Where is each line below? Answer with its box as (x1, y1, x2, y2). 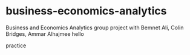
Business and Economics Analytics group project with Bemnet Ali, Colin (5, 24, 184, 31)
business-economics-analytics (5, 4, 167, 18)
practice (5, 42, 27, 49)
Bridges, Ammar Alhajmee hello (5, 30, 84, 37)
